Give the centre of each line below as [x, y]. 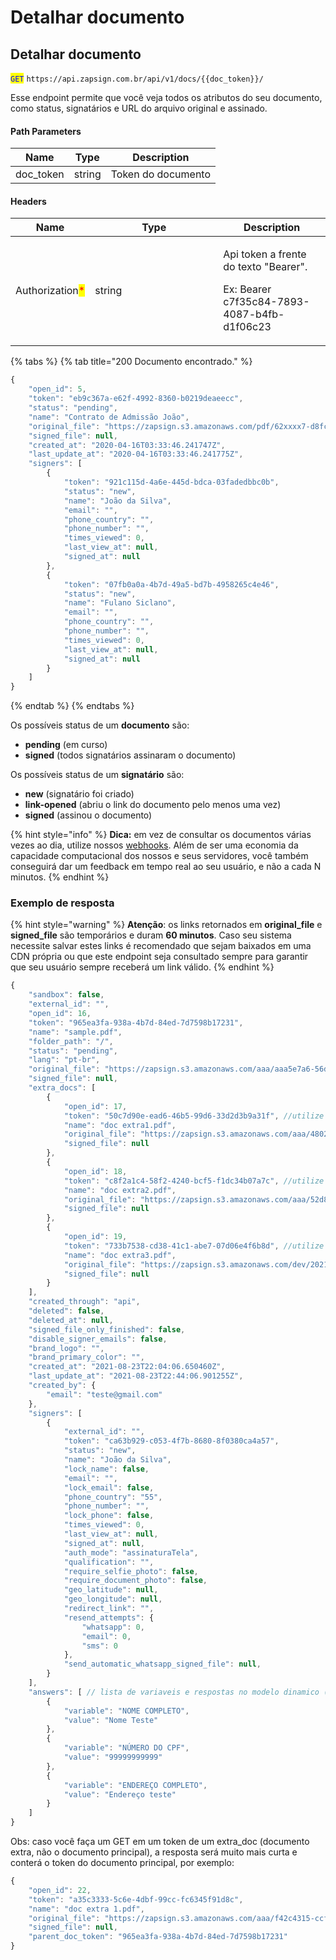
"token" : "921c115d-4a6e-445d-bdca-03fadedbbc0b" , [171, 482]
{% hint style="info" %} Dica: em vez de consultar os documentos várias [161, 835]
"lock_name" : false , [106, 1469]
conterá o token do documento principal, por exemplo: [122, 1863]
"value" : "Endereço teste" [120, 1794]
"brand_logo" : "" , [66, 1348]
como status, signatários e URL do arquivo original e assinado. [139, 108]
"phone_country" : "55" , [113, 1497]
